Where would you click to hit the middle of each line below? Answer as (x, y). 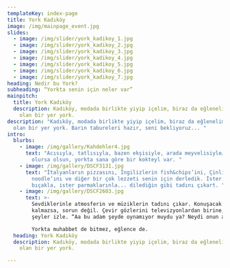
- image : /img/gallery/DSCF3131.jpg (72, 166)
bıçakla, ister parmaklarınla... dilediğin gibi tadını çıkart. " (128, 185)
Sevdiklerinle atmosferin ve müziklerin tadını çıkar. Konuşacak (127, 204)
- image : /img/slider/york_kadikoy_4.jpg (73, 58)
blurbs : (24, 141)
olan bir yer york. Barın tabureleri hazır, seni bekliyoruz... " (110, 128)
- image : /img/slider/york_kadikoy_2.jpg (73, 45)
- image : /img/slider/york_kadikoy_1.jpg (73, 39)
